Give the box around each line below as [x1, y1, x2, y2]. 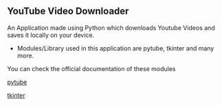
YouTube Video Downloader [7, 5, 129, 17]
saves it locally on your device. [7, 31, 95, 39]
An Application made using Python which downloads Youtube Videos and [7, 23, 215, 31]
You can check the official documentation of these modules [7, 64, 176, 72]
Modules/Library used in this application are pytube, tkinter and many [16, 44, 214, 52]
